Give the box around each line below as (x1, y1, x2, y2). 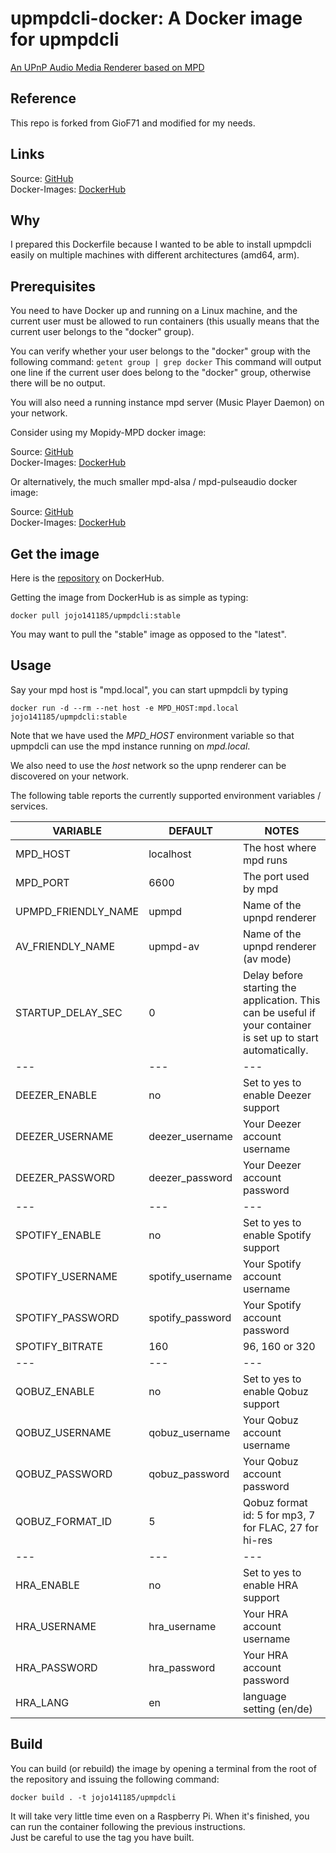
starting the (242, 980, 297, 994)
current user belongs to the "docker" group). (10, 326, 195, 338)
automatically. (242, 1043, 309, 1057)
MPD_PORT (15, 875, 70, 889)
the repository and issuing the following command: (10, 1773, 220, 1785)
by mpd (242, 882, 279, 896)
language (242, 1689, 287, 1703)
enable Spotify (242, 1228, 312, 1242)
